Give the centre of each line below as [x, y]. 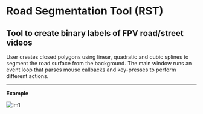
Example [18, 93]
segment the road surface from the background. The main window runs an [99, 63]
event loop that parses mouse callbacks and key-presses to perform [91, 70]
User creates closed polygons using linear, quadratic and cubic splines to [98, 57]
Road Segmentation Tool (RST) [85, 11]
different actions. [27, 76]
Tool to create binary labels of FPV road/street [95, 33]
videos [19, 42]
